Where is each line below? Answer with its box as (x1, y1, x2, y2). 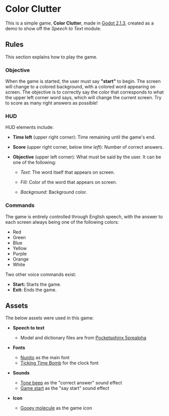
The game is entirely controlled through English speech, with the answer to (5, 213, 163, 220)
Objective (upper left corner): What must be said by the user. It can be (12, 154, 161, 160)
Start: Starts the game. (12, 281, 61, 287)
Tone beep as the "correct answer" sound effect (20, 380, 123, 386)
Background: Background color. (20, 189, 87, 195)
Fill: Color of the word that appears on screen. (20, 179, 117, 186)
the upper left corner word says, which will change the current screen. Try (5, 95, 162, 101)
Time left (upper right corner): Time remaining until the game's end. (12, 134, 156, 141)
